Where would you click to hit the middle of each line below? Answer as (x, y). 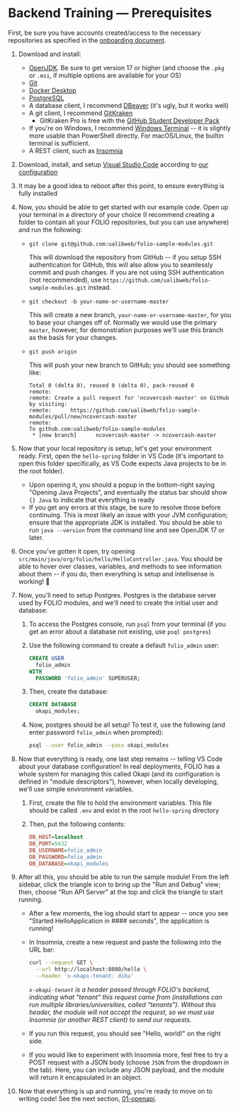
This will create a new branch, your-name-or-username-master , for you (130, 314)
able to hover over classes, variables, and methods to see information (120, 566)
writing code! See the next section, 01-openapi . (87, 1099)
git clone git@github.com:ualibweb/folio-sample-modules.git (121, 244)
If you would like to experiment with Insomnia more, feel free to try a (129, 1055)
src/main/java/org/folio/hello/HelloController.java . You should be (120, 559)
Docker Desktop (52, 90)
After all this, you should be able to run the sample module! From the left (124, 877)
